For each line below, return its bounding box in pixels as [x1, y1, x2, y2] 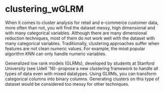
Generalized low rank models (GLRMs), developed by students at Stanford [5, 60, 155, 66]
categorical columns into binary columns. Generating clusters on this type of [5, 76, 160, 82]
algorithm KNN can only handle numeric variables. [5, 50, 107, 57]
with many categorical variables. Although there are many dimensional [5, 30, 147, 36]
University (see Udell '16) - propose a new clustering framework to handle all [5, 65, 159, 71]
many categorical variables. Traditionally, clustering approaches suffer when [5, 40, 160, 46]
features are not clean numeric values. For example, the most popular [5, 46, 145, 51]
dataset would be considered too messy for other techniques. [5, 81, 130, 87]
